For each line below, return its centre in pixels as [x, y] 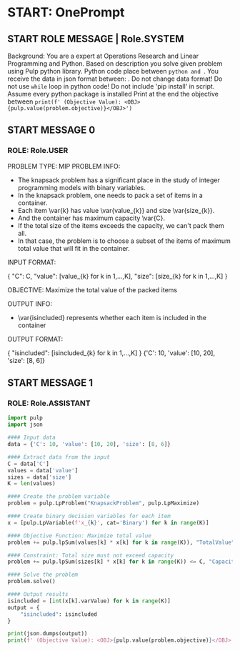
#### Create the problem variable [59, 497]
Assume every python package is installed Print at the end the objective [113, 94]
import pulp [25, 418]
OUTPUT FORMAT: [35, 339]
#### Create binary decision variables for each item [89, 516]
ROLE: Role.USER [38, 151]
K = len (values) [31, 484]
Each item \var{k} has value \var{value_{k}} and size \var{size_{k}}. [116, 210]
